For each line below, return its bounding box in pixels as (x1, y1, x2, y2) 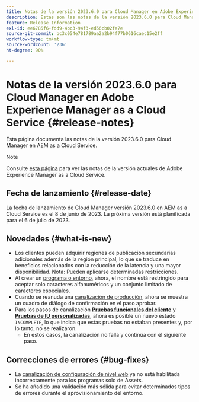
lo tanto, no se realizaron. (14, 325, 77, 332)
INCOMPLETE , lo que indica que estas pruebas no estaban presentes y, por (14, 318, 192, 326)
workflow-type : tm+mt (6, 36, 60, 42)
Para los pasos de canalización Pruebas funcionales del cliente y (14, 306, 176, 313)
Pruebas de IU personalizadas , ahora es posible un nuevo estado (14, 312, 176, 320)
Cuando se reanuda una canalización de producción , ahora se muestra (14, 293, 188, 301)
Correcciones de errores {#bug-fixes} (6, 355, 150, 365)
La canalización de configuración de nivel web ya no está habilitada (14, 371, 181, 378)
